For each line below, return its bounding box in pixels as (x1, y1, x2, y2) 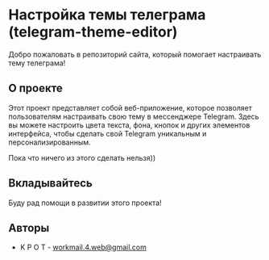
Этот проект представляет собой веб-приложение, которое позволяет (8, 103, 252, 112)
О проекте (8, 82, 63, 95)
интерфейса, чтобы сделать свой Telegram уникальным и (8, 128, 207, 138)
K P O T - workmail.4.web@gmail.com (19, 242, 147, 252)
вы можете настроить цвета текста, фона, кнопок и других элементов (8, 120, 250, 130)
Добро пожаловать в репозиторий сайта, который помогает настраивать (8, 49, 262, 59)
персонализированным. (8, 137, 91, 147)
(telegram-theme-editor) (8, 23, 178, 41)
